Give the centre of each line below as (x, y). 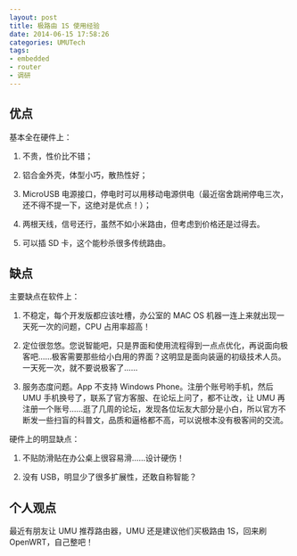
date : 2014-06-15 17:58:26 (59, 34)
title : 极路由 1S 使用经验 (54, 26)
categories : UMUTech (48, 42)
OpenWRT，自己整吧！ (51, 542)
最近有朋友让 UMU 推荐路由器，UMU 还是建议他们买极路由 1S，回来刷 (138, 531)
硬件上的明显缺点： (45, 439)
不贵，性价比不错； (58, 156)
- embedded (29, 59)
